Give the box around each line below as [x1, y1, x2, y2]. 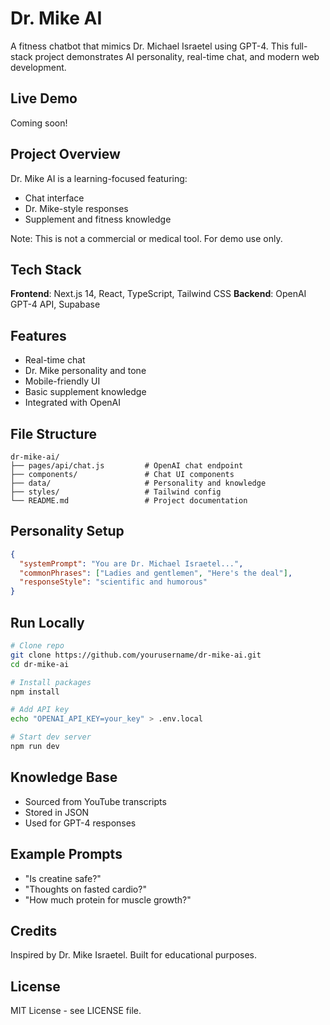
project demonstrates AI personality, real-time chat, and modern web [34, 50, 320, 62]
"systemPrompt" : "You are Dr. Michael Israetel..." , [19, 558, 244, 569]
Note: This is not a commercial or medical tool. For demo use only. [10, 232, 283, 244]
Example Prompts [10, 846, 123, 863]
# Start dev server [10, 732, 92, 742]
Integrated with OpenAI [24, 397, 122, 409]
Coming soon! [10, 117, 68, 129]
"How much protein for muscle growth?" [24, 893, 192, 906]
